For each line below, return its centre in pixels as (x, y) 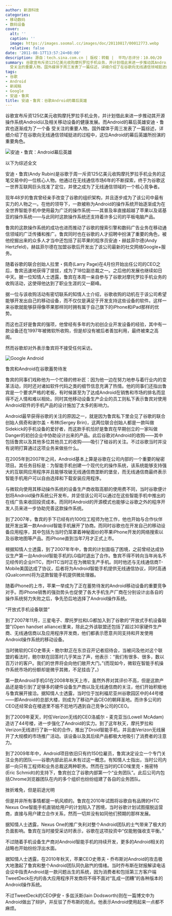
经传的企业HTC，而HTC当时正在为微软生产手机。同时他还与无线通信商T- (86, 562)
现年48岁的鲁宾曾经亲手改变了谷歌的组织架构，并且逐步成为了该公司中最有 (84, 198)
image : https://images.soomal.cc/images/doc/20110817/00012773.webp (84, 44)
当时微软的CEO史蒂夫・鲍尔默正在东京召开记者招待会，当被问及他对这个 (82, 650)
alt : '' (18, 34)
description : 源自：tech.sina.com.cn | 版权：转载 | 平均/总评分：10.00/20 (84, 58)
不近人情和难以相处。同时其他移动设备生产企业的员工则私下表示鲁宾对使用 (88, 399)
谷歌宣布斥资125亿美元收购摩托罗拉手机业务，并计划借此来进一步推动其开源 (85, 116)
